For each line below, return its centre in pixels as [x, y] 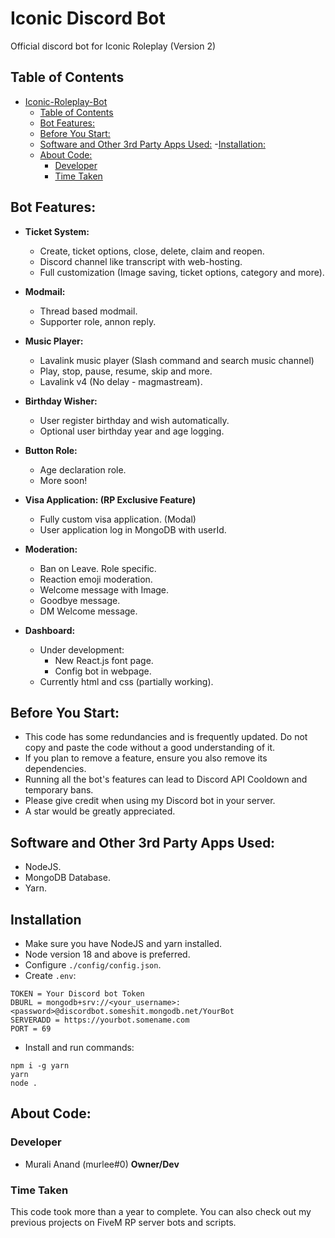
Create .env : [50, 975]
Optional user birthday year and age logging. [132, 431]
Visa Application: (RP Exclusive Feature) [110, 499]
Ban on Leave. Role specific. [98, 568]
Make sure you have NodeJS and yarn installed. [123, 943]
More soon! [63, 480]
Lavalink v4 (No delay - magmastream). [121, 381]
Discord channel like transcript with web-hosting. [141, 261]
